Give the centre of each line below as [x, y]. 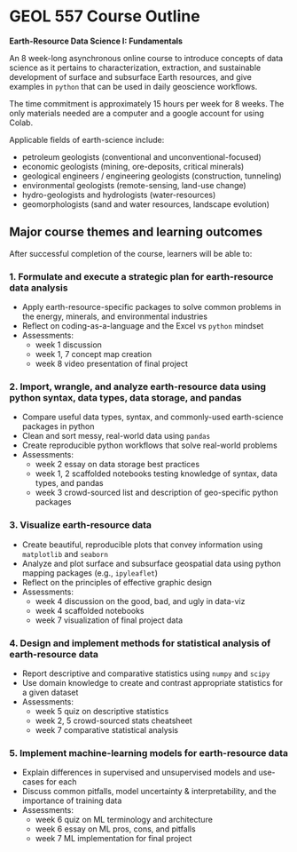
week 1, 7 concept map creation [94, 354]
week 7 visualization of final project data [109, 620]
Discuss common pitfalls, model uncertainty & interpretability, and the [149, 792]
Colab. [21, 123]
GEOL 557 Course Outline [105, 16]
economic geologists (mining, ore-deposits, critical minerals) [133, 166]
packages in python [58, 426]
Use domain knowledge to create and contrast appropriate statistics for [152, 682]
